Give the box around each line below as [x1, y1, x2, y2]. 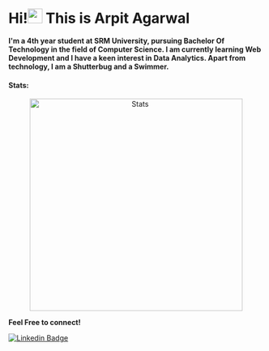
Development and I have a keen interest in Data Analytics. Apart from [8, 53, 246, 62]
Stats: [8, 80, 30, 90]
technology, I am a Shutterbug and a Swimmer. [8, 61, 169, 71]
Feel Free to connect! [8, 318, 81, 328]
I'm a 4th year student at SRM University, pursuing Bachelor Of [8, 36, 225, 45]
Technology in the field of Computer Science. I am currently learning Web [8, 44, 262, 54]
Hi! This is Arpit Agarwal [8, 9, 190, 27]
